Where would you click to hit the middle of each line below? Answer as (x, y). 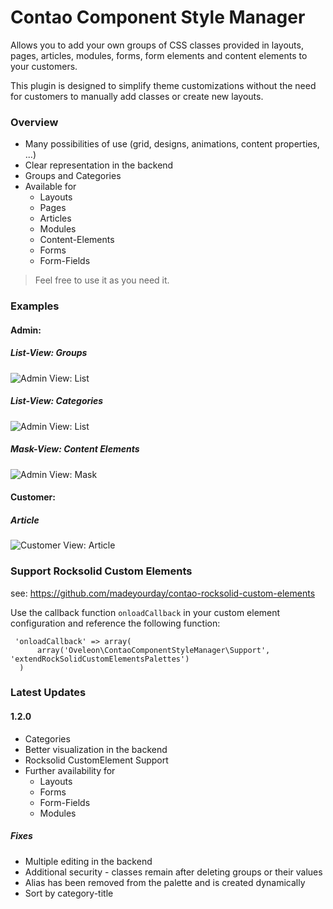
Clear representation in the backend (99, 165)
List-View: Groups (49, 353)
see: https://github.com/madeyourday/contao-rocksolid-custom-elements (163, 593)
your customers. (44, 66)
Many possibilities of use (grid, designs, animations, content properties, (172, 144)
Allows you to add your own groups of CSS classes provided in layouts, (157, 45)
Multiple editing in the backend (88, 861)
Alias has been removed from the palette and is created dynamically (165, 882)
